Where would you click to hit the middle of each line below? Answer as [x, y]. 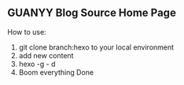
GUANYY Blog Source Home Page [92, 13]
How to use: [27, 31]
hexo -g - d [37, 64]
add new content [46, 55]
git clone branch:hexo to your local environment [96, 47]
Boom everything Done [56, 72]
